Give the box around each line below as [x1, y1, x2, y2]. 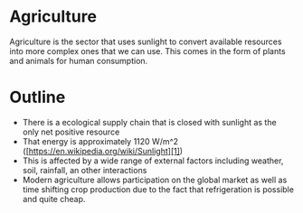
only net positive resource [22, 126, 120, 137]
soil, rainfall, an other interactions [22, 164, 147, 175]
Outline [9, 88, 66, 107]
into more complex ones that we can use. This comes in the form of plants [9, 45, 287, 56]
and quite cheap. [22, 193, 86, 204]
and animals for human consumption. [9, 55, 148, 66]
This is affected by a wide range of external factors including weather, [22, 155, 284, 166]
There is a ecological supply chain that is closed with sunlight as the [22, 116, 278, 127]
